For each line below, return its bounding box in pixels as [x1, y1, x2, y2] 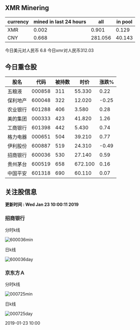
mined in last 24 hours [33, 18, 86, 25]
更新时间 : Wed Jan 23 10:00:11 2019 [5, 201, 79, 208]
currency [7, 18, 29, 25]
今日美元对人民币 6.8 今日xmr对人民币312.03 [5, 47, 94, 53]
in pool [116, 18, 133, 25]
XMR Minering [5, 4, 49, 12]
